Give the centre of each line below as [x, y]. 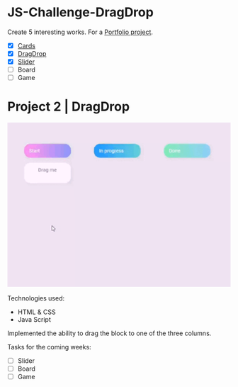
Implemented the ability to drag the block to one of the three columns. [109, 333]
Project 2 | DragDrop [68, 107]
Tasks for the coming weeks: [50, 347]
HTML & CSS [36, 312]
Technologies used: [36, 298]
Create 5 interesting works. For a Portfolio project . [80, 32]
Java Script [34, 319]
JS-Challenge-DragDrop [80, 12]
